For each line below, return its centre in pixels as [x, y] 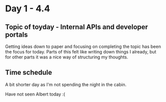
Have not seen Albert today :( [35, 94]
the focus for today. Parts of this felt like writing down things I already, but [81, 52]
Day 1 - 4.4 [28, 9]
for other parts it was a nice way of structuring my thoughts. [67, 57]
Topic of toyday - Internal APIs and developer [77, 27]
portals [17, 34]
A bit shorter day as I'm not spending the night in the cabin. [66, 84]
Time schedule [29, 73]
